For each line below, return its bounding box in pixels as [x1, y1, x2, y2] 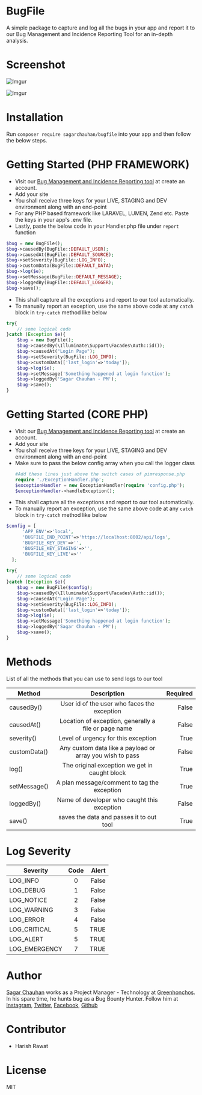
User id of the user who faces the [60, 699, 155, 707]
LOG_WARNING [9, 906, 54, 914]
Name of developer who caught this [57, 795, 158, 804]
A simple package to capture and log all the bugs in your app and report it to [6, 24, 195, 31]
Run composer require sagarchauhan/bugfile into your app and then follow [6, 130, 191, 138]
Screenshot [6, 58, 66, 72]
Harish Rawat [14, 1042, 49, 1049]
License [6, 1063, 47, 1077]
